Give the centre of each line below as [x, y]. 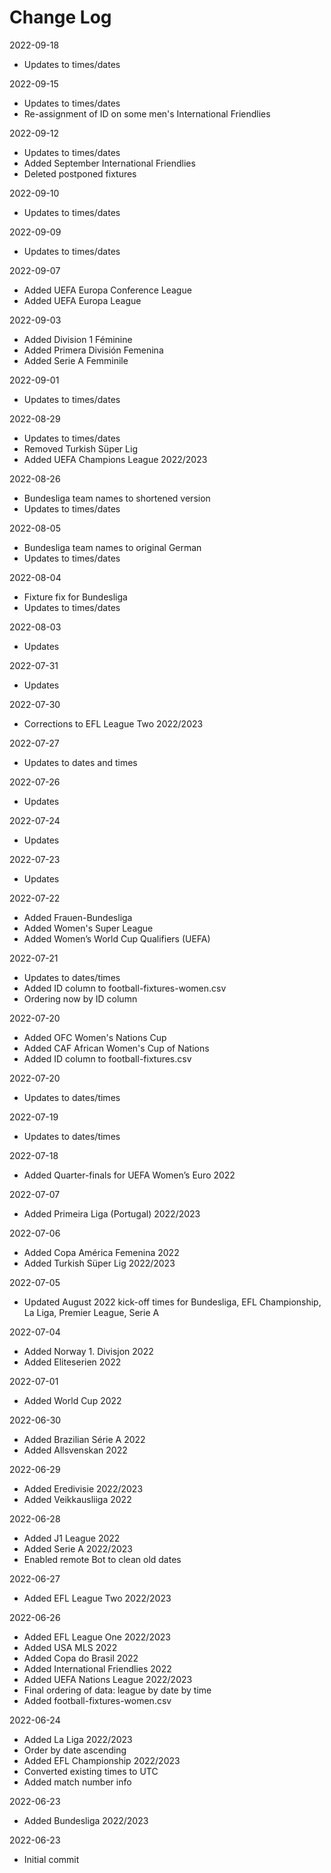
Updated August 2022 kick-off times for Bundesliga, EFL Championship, [172, 1302]
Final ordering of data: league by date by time [117, 1690]
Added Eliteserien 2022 [72, 1362]
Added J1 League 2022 [72, 1538]
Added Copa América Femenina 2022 [101, 1252]
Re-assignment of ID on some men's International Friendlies [147, 113]
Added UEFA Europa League [82, 300]
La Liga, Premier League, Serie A [91, 1312]
